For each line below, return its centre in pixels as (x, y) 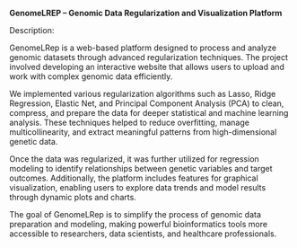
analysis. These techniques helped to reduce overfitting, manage (129, 122)
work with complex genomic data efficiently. (91, 76)
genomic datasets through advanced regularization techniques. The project (149, 57)
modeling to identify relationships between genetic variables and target (141, 168)
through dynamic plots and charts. (73, 197)
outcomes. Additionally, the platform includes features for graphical (134, 178)
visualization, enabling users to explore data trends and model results (138, 187)
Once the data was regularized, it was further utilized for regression (135, 159)
